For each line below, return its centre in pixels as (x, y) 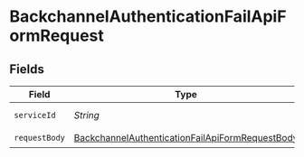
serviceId (35, 115)
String (86, 115)
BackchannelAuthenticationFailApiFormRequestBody (186, 137)
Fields (27, 69)
